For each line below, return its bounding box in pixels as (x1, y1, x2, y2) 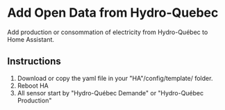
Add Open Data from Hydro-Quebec (7, 5, 219, 21)
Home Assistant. (7, 35, 54, 43)
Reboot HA (17, 81, 49, 90)
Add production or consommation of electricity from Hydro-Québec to (7, 28, 208, 36)
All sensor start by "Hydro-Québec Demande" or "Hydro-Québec (17, 88, 204, 97)
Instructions (7, 56, 61, 68)
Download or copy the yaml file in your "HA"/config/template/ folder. (17, 74, 213, 82)
